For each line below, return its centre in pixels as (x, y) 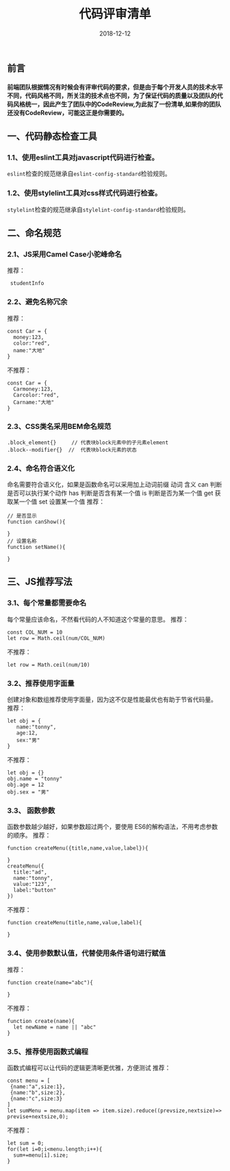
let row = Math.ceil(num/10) (49, 665)
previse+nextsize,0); (38, 1117)
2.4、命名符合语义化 (41, 468)
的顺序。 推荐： (29, 835)
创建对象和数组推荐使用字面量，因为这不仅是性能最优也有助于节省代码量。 (112, 700)
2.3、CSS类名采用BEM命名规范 (59, 427)
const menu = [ (29, 1081)
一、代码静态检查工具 (52, 136)
